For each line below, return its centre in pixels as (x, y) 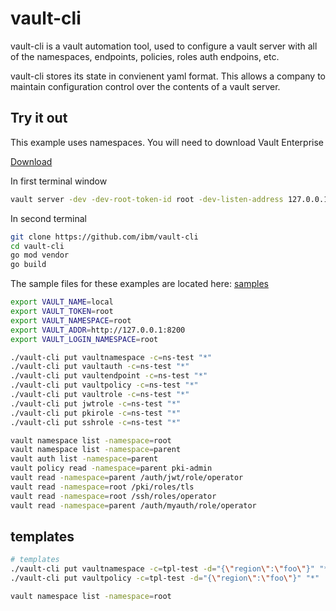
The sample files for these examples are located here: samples (139, 284)
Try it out (39, 118)
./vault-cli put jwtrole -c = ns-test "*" (96, 403)
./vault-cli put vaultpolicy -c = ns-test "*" (104, 385)
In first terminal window (59, 181)
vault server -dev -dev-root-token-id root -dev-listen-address (147, 199)
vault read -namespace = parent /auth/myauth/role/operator (133, 505)
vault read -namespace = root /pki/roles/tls (102, 487)
